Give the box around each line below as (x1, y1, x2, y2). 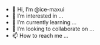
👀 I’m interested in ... (12, 12, 64, 19)
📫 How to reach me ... (12, 32, 68, 39)
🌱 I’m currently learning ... (12, 19, 77, 26)
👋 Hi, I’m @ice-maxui (12, 6, 65, 13)
